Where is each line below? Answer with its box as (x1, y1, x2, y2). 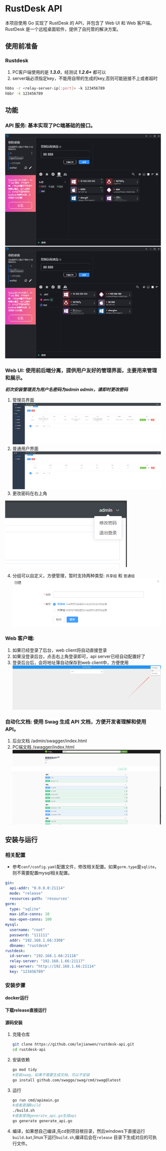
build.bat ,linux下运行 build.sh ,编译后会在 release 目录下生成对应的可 (12, 1134, 153, 1140)
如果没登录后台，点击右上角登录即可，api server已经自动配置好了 (12, 653, 146, 659)
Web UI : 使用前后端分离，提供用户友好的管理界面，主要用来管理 (5, 367, 157, 374)
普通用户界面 (12, 445, 39, 451)
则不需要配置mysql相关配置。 (12, 870, 73, 876)
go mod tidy (12, 1067, 37, 1072)
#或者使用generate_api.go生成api (12, 1113, 77, 1118)
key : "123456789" (9, 969, 45, 974)
